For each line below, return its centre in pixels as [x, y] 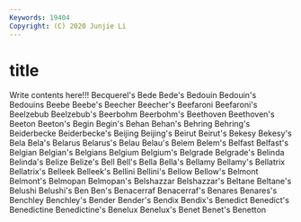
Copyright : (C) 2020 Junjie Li [68, 26]
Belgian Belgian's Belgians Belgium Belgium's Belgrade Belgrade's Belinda [147, 153]
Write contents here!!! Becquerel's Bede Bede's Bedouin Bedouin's [133, 95]
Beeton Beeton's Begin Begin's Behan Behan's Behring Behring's [130, 124]
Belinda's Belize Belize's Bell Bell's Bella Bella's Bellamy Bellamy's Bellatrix [147, 162]
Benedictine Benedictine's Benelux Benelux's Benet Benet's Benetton [138, 210]
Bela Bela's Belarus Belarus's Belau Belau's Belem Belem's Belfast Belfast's [149, 143]
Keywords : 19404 [40, 18]
